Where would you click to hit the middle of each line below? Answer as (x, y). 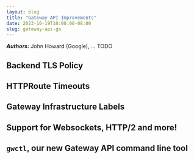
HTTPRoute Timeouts (48, 86)
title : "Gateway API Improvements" (52, 18)
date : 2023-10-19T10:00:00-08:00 (49, 23)
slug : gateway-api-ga (34, 29)
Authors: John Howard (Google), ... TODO (59, 46)
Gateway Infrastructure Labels (66, 107)
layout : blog (23, 12)
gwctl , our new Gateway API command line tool (97, 148)
